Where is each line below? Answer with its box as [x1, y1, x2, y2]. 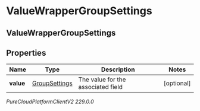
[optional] [163, 79, 191, 87]
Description [101, 65, 135, 74]
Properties [6, 47, 46, 58]
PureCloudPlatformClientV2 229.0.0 [6, 98, 94, 105]
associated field [78, 83, 123, 91]
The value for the [78, 75, 126, 84]
